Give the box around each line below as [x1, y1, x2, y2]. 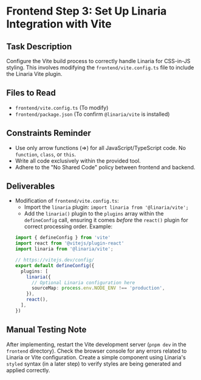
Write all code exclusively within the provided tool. [15, 157, 141, 165]
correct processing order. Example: [24, 223, 113, 230]
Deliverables [6, 181, 55, 192]
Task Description [6, 41, 72, 52]
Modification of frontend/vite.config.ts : [15, 197, 120, 205]
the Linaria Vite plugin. [6, 70, 63, 77]
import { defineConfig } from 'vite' [15, 235, 111, 241]
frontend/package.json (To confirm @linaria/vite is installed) [15, 110, 170, 118]
